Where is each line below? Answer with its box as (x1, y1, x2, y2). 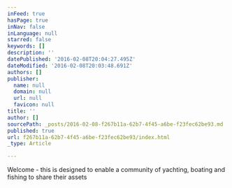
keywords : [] (7, 43, 45, 50)
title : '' (7, 108, 36, 115)
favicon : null (13, 101, 55, 108)
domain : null (13, 88, 52, 95)
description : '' (7, 50, 55, 57)
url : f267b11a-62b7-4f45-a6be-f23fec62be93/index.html (7, 133, 171, 140)
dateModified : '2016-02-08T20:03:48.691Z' (7, 62, 133, 69)
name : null (13, 82, 45, 89)
